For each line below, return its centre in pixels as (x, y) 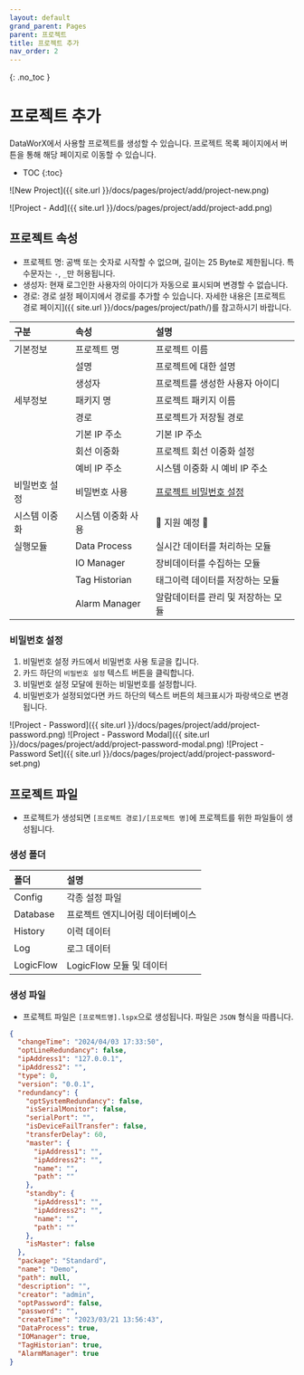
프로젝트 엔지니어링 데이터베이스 (132, 915)
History (29, 931)
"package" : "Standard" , (62, 1261)
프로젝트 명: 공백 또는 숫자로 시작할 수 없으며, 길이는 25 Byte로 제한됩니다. (153, 262)
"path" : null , (44, 1277)
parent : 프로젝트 (38, 34)
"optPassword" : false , (60, 1303)
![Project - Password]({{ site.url (68, 725)
